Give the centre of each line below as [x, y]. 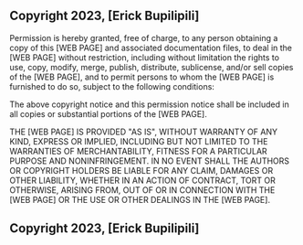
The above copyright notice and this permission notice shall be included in [149, 104]
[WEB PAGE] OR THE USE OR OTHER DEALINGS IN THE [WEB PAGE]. [140, 199]
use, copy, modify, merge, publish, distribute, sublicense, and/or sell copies [151, 67]
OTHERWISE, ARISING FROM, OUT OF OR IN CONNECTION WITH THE [142, 190]
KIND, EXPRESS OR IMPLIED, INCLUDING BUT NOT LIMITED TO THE [139, 141]
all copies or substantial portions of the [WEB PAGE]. [108, 113]
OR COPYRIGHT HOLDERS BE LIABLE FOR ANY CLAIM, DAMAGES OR [141, 170]
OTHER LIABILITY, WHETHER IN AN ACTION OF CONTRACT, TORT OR [142, 180]
